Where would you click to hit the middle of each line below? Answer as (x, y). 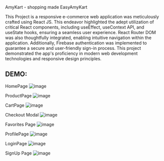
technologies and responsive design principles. (53, 59)
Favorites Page (20, 124)
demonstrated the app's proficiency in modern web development (71, 53)
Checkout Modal (22, 115)
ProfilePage (17, 134)
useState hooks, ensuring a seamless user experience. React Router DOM (81, 32)
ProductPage (19, 95)
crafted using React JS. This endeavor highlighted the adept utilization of (80, 22)
